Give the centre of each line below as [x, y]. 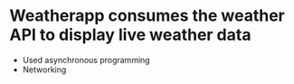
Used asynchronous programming [86, 60]
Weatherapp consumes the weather [147, 16]
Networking [44, 70]
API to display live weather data [130, 35]
